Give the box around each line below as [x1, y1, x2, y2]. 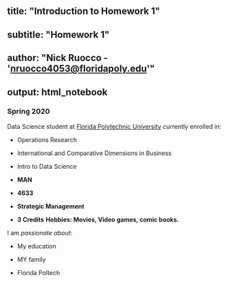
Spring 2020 [7, 106, 50, 116]
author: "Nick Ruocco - [7, 52, 109, 64]
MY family [16, 255, 46, 263]
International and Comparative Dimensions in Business [16, 149, 172, 157]
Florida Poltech [16, 268, 60, 277]
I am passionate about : [7, 228, 73, 237]
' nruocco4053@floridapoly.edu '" [7, 63, 155, 75]
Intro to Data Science [16, 162, 77, 170]
